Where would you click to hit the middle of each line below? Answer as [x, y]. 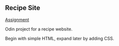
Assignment [17, 19]
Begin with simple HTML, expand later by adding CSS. [59, 38]
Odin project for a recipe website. [39, 29]
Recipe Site [23, 8]
